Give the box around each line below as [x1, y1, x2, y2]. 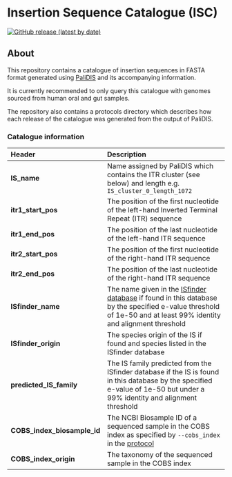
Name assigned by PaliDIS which [106, 161, 214, 171]
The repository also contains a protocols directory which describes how [7, 107, 212, 115]
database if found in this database [106, 293, 217, 303]
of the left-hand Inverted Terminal [106, 205, 217, 215]
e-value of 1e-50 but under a [106, 385, 205, 394]
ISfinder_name [10, 302, 60, 312]
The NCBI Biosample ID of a [106, 413, 197, 423]
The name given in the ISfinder [106, 285, 207, 294]
